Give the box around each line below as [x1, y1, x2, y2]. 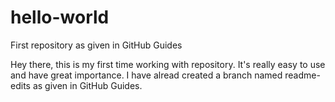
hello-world [10, 6, 110, 29]
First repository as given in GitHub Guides [10, 39, 183, 51]
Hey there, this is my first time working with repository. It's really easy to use [10, 58, 326, 70]
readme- [284, 69, 321, 81]
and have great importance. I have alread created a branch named [10, 69, 283, 81]
